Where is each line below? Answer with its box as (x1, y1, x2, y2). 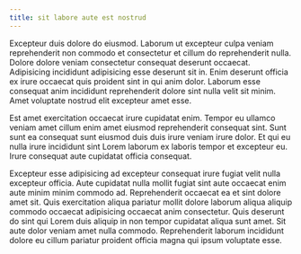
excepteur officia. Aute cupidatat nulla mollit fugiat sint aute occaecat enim (9, 177, 287, 188)
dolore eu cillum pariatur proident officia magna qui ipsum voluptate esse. (9, 234, 283, 245)
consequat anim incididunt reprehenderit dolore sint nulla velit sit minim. (9, 85, 277, 96)
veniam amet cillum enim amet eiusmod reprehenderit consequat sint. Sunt (9, 122, 288, 133)
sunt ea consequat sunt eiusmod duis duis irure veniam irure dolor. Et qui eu (9, 131, 291, 142)
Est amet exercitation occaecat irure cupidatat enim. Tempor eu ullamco (9, 112, 276, 123)
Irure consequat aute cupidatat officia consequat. (9, 150, 192, 162)
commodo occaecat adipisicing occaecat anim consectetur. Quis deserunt (9, 206, 285, 216)
